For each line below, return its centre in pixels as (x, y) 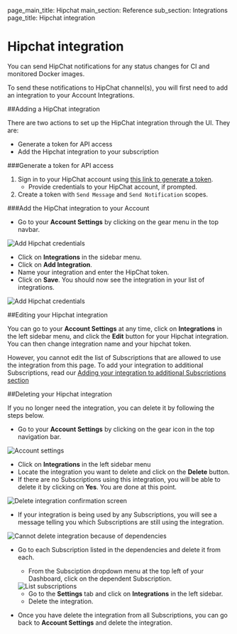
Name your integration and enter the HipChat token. (93, 272)
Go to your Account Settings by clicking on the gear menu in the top (118, 222)
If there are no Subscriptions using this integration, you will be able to (119, 479)
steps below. (26, 415)
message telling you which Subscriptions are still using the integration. (121, 522)
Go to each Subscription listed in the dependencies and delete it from (119, 549)
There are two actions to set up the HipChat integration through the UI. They (119, 122)
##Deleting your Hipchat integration (60, 393)
